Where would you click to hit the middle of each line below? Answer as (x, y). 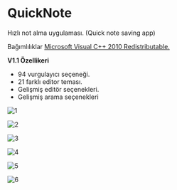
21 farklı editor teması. (50, 81)
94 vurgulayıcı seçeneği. (54, 74)
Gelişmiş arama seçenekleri (58, 97)
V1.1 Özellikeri (28, 60)
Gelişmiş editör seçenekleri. (58, 89)
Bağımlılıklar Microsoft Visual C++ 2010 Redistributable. (89, 46)
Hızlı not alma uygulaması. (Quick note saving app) (81, 33)
